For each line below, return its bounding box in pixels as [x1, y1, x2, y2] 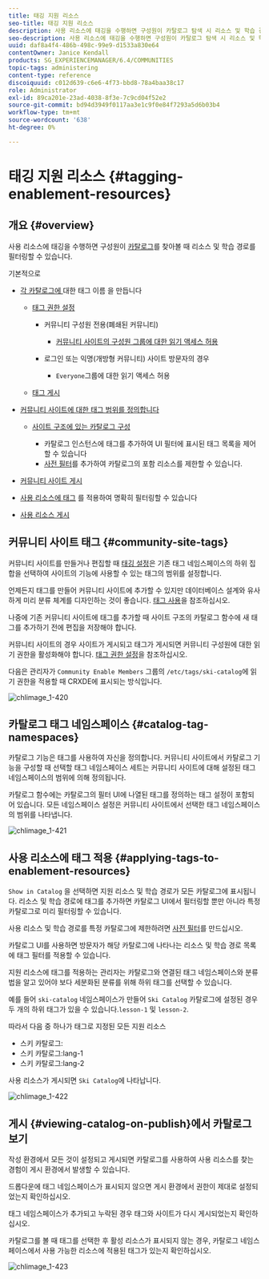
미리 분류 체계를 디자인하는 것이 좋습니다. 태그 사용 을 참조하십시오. [22, 595, 231, 605]
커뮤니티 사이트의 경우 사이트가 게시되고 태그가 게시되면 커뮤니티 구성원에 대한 [8, 639, 252, 649]
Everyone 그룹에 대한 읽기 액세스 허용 [55, 370, 171, 380]
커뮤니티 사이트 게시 [19, 476, 82, 485]
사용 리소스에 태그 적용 [8, 851, 114, 865]
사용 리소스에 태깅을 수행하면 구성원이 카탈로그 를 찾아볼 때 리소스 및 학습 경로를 [8, 241, 256, 251]
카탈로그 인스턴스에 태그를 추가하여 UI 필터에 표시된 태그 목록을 [43, 438, 242, 448]
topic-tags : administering [8, 64, 98, 72]
